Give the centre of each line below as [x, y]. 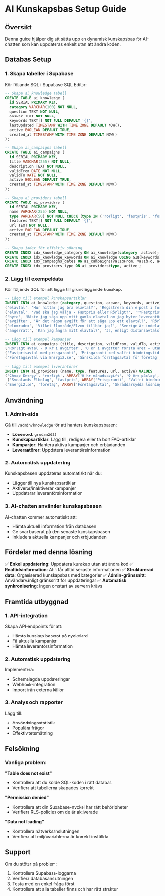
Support [18, 852]
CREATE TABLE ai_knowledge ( [35, 98]
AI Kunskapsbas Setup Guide [66, 9]
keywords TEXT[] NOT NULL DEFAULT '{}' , [51, 121]
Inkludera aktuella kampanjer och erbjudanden [59, 537]
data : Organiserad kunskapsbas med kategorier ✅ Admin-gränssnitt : [76, 575]
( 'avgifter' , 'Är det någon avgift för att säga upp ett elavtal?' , [77, 321]
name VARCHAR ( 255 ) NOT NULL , [39, 212]
